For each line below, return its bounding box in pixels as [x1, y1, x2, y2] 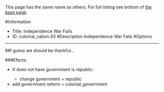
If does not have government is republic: [12, 67, 94, 72]
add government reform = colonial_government [12, 81, 107, 87]
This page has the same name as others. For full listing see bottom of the [5, 4, 152, 10]
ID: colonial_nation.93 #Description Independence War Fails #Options [12, 34, 152, 39]
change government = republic [19, 76, 82, 82]
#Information [5, 19, 31, 24]
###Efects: [5, 57, 27, 63]
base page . [5, 9, 28, 15]
